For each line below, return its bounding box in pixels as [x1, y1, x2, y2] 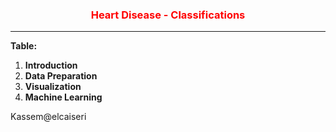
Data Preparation [24, 70, 98, 82]
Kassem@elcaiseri [10, 111, 87, 123]
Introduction [24, 59, 78, 72]
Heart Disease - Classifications [90, 8, 246, 22]
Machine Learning [24, 91, 103, 103]
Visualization [24, 81, 82, 93]
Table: [10, 40, 38, 52]
